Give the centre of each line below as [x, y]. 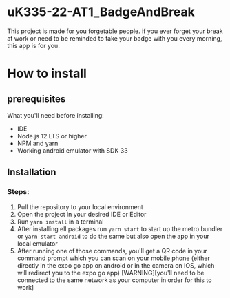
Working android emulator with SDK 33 [73, 150]
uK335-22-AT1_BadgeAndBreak [101, 12]
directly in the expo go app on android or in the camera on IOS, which [116, 265]
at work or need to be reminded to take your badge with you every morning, [115, 38]
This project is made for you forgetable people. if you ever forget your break [115, 31]
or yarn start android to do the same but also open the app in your [113, 236]
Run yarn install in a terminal [60, 222]
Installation [32, 172]
